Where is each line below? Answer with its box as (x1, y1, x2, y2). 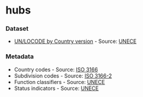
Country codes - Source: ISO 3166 (14, 66, 98, 73)
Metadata (5, 52, 34, 61)
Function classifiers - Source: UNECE (14, 78, 105, 85)
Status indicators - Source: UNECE (14, 85, 99, 92)
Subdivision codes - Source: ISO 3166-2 (14, 72, 112, 79)
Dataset (5, 25, 29, 33)
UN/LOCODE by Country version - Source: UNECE (14, 38, 137, 45)
